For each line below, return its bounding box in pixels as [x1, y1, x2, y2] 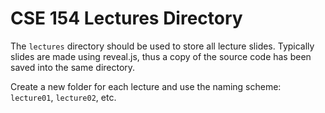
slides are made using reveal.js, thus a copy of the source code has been [10, 50, 312, 62]
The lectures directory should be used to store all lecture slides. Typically [10, 40, 315, 52]
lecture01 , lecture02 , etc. [10, 91, 117, 103]
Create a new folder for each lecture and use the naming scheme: [10, 80, 282, 92]
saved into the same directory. [10, 61, 136, 73]
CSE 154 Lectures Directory [10, 7, 243, 30]
